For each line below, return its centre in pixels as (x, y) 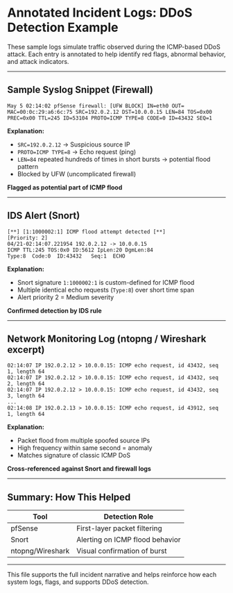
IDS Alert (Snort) (44, 216)
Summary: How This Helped (69, 497)
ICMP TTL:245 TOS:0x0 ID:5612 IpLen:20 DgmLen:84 (80, 250)
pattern (28, 166)
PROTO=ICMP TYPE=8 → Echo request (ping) (77, 151)
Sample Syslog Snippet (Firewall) (80, 90)
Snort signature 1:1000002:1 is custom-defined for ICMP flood (106, 282)
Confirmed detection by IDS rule (54, 310)
